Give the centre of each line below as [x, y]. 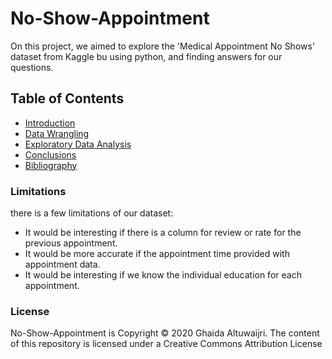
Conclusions [50, 154]
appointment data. [62, 264]
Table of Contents [67, 98]
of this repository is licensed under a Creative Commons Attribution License [166, 344]
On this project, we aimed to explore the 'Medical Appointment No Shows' [163, 46]
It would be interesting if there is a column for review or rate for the [163, 233]
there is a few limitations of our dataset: [92, 213]
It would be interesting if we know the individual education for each [163, 275]
